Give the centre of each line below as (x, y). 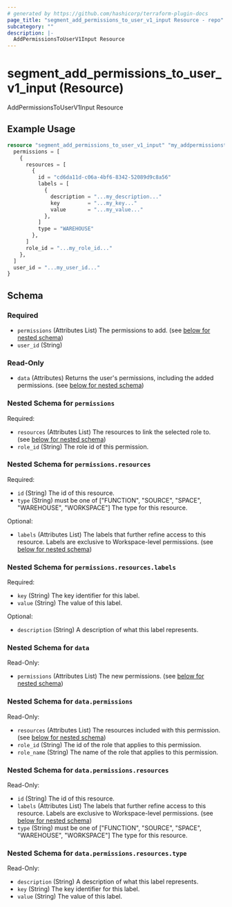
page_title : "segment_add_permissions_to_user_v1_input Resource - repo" (116, 20)
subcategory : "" (30, 26)
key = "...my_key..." (94, 203)
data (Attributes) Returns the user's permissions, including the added (115, 378)
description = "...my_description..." (106, 197)
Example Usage (41, 129)
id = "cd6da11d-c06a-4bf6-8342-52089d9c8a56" (104, 177)
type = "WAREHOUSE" (66, 229)
